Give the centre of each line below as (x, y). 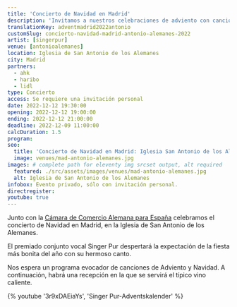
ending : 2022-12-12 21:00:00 (50, 119)
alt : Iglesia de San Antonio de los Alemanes (82, 178)
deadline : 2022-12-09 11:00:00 (53, 125)
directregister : (31, 191)
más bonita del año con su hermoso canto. (69, 254)
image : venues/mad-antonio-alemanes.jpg (74, 158)
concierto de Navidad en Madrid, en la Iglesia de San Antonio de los (106, 225)
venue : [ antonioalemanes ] (45, 47)
